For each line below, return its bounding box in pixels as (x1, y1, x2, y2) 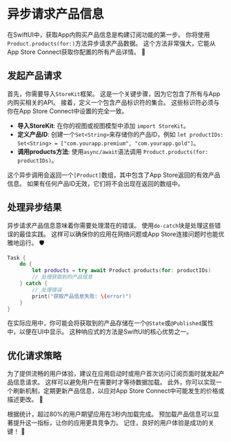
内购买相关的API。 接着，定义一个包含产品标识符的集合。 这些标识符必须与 (7, 98, 220, 106)
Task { (7, 254, 26, 261)
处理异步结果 (7, 202, 62, 213)
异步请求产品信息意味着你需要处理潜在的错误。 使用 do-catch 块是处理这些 (7, 221, 215, 229)
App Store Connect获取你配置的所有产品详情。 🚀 (7, 48, 146, 56)
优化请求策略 (7, 349, 62, 361)
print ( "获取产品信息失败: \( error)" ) (32, 293, 132, 300)
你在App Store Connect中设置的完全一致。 (7, 106, 128, 115)
